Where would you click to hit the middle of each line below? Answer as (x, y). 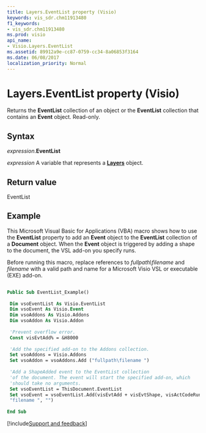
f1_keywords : (24, 23)
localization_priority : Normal (47, 63)
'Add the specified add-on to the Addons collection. (79, 349)
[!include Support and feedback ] (47, 424)
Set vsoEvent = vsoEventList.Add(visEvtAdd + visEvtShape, (86, 395)
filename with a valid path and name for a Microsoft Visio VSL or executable (102, 269)
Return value (32, 182)
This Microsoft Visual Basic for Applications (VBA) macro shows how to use (102, 231)
